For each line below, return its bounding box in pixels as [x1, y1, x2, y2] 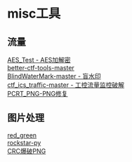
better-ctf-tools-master [7, 64, 75, 72]
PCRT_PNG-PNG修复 [7, 90, 68, 97]
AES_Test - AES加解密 [7, 56, 72, 64]
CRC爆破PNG [7, 147, 46, 155]
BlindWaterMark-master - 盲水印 [7, 72, 102, 80]
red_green [7, 130, 37, 140]
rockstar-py [7, 138, 41, 147]
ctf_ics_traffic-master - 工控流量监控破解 [7, 81, 125, 89]
